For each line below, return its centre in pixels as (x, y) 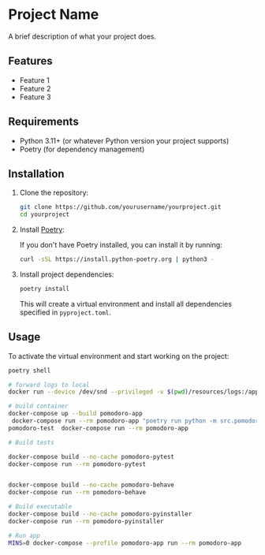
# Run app (24, 535)
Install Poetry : (42, 229)
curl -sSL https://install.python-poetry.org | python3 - (117, 259)
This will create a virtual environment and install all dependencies (126, 304)
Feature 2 (35, 88)
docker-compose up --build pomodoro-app (76, 414)
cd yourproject (45, 214)
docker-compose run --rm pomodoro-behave (77, 493)
